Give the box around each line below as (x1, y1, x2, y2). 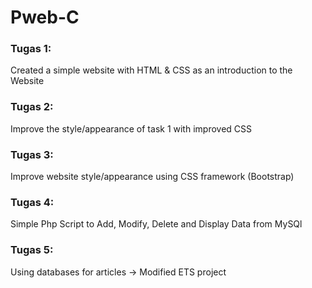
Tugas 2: (10, 100, 54, 114)
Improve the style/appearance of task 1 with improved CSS (10, 122, 253, 135)
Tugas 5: (10, 243, 54, 257)
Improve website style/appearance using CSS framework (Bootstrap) (10, 171, 295, 183)
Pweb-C (10, 6, 80, 29)
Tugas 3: (10, 147, 54, 161)
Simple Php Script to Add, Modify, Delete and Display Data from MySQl (10, 218, 303, 230)
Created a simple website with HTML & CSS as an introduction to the (10, 64, 293, 76)
